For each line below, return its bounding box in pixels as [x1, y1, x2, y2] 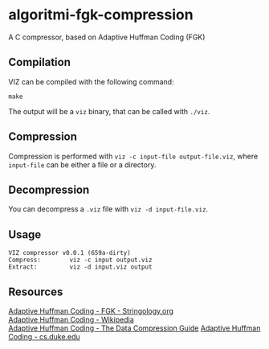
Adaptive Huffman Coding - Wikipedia [8, 315, 134, 324]
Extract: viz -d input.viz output [8, 263, 153, 271]
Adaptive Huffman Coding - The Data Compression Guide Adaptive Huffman [8, 323, 261, 333]
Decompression [8, 183, 90, 196]
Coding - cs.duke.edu [8, 332, 80, 341]
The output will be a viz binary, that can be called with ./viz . [8, 106, 210, 116]
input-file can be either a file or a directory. [8, 159, 157, 170]
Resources [8, 285, 63, 298]
